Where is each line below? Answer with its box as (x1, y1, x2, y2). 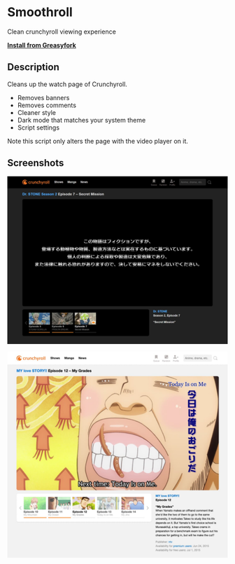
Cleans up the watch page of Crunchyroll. (7, 80, 128, 88)
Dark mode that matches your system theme (17, 116, 146, 124)
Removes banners (17, 93, 70, 102)
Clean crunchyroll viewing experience (7, 27, 117, 36)
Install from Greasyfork (7, 41, 77, 49)
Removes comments (17, 101, 77, 109)
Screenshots (7, 157, 64, 169)
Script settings (17, 123, 60, 132)
